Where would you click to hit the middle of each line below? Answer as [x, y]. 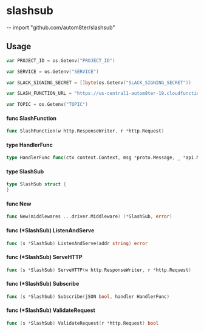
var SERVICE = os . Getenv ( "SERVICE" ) [53, 71]
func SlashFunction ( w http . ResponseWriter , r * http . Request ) [85, 131]
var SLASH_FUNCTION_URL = [39, 94]
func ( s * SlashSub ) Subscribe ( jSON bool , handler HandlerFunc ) [88, 296]
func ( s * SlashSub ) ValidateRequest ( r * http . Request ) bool [83, 323]
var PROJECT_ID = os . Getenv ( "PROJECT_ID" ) [61, 61]
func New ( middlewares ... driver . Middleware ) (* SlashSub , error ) [89, 216]
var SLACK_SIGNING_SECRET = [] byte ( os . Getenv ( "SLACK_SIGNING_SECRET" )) [99, 83]
